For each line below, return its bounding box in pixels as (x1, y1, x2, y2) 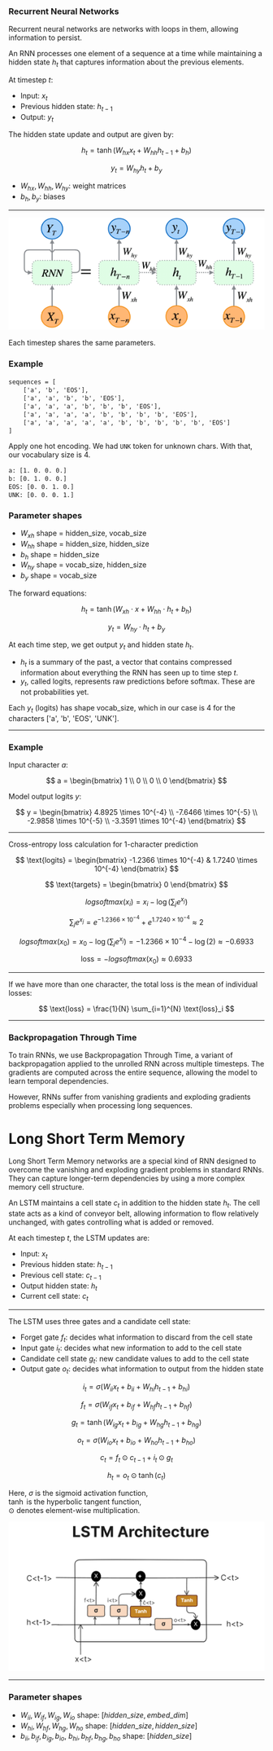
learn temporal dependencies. (8, 1076, 110, 1086)
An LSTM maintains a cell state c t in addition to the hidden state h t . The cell (8, 1198, 260, 1210)
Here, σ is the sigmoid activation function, (8, 1489, 149, 1498)
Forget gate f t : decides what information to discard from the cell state (19, 1332, 253, 1344)
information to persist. (8, 33, 83, 42)
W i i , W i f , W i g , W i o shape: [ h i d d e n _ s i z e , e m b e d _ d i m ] (19, 1709, 188, 1722)
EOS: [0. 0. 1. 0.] (8, 482, 75, 491)
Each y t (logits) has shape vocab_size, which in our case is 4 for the (8, 702, 236, 715)
